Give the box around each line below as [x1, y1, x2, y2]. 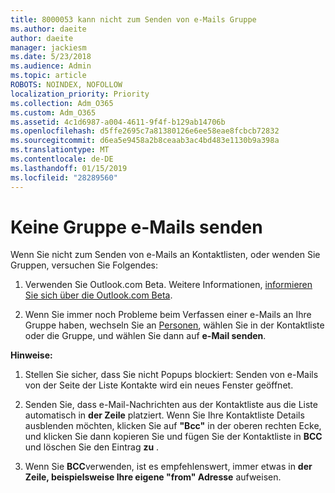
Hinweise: [10, 349, 53, 361]
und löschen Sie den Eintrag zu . [24, 441, 160, 453]
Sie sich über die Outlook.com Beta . [24, 289, 173, 301]
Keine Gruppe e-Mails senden [10, 216, 263, 238]
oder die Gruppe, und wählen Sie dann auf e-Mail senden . [24, 330, 267, 342]
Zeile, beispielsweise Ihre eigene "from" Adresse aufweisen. [24, 471, 282, 483]
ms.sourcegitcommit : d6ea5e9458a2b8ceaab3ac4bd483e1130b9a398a [10, 136, 280, 146]
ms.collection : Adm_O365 [10, 98, 114, 108]
